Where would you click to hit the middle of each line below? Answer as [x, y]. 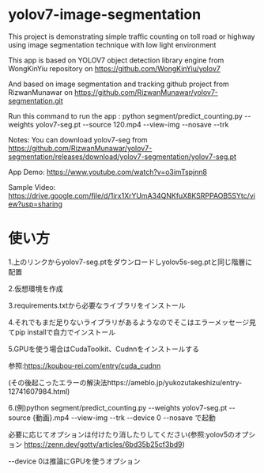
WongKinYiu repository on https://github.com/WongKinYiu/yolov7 [115, 68]
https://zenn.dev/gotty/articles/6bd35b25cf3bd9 [103, 444]
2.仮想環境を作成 [36, 288]
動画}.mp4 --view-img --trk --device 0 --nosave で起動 [125, 418]
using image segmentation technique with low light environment [112, 44]
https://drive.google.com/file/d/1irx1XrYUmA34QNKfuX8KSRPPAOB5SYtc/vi [132, 195]
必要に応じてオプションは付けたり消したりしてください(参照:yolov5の [121, 434]
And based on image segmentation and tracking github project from [119, 84]
